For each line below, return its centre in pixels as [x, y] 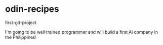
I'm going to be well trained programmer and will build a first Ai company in [81, 32]
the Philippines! [21, 37]
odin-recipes [32, 9]
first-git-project [21, 22]
